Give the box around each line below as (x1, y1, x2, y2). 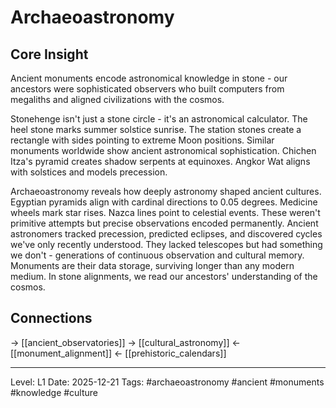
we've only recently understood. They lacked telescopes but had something (10, 239, 323, 250)
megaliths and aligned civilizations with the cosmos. (10, 94, 225, 105)
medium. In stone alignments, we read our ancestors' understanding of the (10, 271, 318, 282)
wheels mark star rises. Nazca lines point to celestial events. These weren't (10, 207, 321, 218)
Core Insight (10, 46, 89, 63)
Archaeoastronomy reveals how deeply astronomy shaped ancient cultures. (10, 186, 322, 197)
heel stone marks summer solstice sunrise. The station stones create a (10, 124, 302, 135)
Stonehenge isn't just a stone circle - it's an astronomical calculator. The (10, 113, 308, 125)
